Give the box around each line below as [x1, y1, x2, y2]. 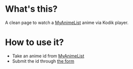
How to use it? [5, 37, 64, 48]
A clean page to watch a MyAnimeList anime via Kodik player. [5, 20, 129, 25]
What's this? [5, 3, 58, 15]
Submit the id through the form [12, 58, 74, 64]
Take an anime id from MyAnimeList [12, 53, 85, 59]
